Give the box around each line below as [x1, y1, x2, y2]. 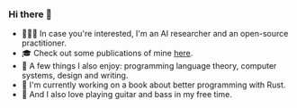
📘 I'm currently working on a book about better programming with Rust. [21, 79, 286, 90]
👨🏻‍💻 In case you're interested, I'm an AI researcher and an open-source [21, 29, 289, 39]
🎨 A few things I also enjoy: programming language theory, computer [21, 61, 277, 71]
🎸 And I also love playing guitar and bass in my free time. [21, 89, 233, 100]
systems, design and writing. [21, 71, 129, 81]
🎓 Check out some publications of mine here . [21, 48, 193, 59]
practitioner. [21, 37, 67, 48]
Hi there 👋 [8, 8, 53, 21]
